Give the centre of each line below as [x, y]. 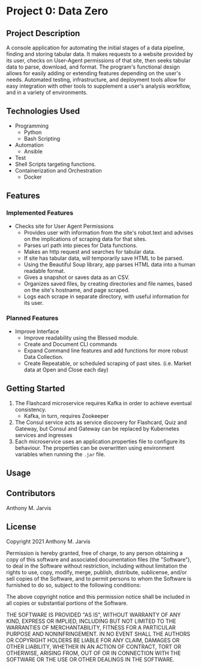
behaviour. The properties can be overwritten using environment [94, 448]
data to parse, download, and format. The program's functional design [93, 67]
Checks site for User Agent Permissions [64, 226]
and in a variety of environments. [47, 92]
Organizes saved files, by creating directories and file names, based [108, 283]
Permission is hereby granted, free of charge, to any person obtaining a [94, 553]
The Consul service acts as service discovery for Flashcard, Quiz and [101, 422]
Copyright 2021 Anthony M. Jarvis [49, 541]
